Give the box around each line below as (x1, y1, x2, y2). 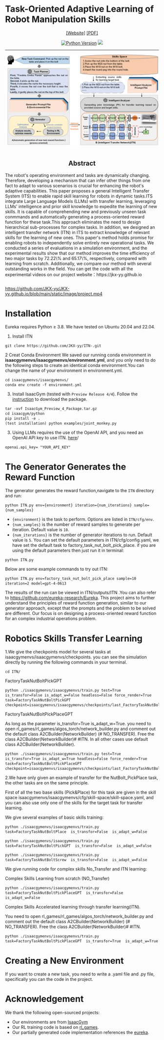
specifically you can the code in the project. (5, 976, 93, 982)
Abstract (68, 159, 96, 168)
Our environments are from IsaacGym (12, 1019, 88, 1025)
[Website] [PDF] (65, 30, 99, 36)
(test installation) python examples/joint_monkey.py (5, 421, 117, 426)
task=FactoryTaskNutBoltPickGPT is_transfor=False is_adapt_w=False (5, 844, 152, 848)
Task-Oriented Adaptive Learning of (5, 3, 154, 15)
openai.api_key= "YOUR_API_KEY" (5, 445, 71, 450)
